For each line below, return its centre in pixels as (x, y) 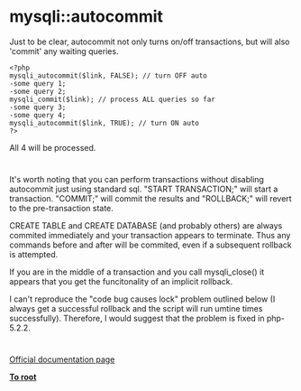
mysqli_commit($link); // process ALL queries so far (113, 99)
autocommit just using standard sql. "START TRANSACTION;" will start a (144, 189)
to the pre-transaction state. (62, 209)
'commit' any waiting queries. (64, 51)
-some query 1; (38, 83)
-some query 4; (38, 115)
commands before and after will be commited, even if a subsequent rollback (150, 245)
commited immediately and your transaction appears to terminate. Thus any (150, 236)
